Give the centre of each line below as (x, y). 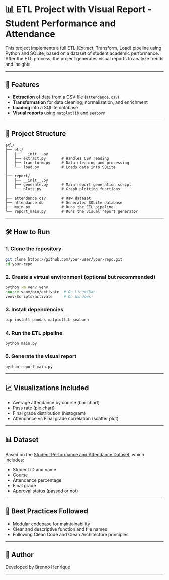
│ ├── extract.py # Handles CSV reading (57, 158)
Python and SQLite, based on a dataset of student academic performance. (82, 53)
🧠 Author (19, 555)
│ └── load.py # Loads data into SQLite (60, 167)
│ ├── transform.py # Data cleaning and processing (67, 163)
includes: (15, 460)
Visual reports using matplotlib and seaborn (59, 113)
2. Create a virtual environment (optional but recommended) (80, 277)
